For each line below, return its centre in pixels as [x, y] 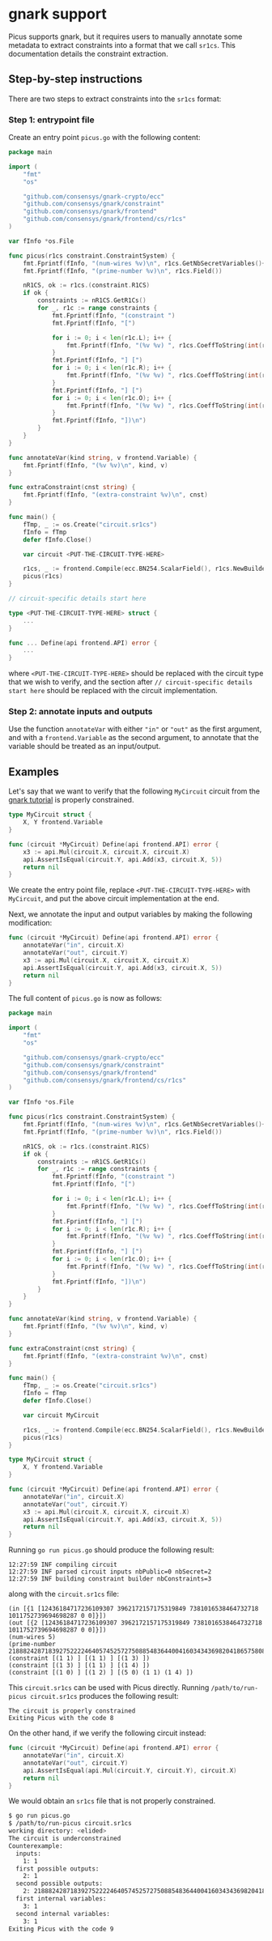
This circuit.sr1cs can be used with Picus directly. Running [109, 1688]
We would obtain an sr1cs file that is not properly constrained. [112, 1801]
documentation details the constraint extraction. [88, 53]
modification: [30, 923]
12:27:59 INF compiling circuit [63, 1565]
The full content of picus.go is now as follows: [85, 998]
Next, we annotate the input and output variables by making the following [130, 914]
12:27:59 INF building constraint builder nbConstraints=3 [110, 1579]
